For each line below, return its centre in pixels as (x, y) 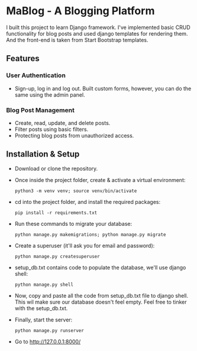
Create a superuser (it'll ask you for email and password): (85, 245)
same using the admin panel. (50, 95)
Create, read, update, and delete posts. (62, 123)
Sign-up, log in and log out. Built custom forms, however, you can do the (103, 88)
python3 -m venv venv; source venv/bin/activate (76, 191)
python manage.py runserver (49, 330)
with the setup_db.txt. (41, 308)
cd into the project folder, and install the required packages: (88, 202)
